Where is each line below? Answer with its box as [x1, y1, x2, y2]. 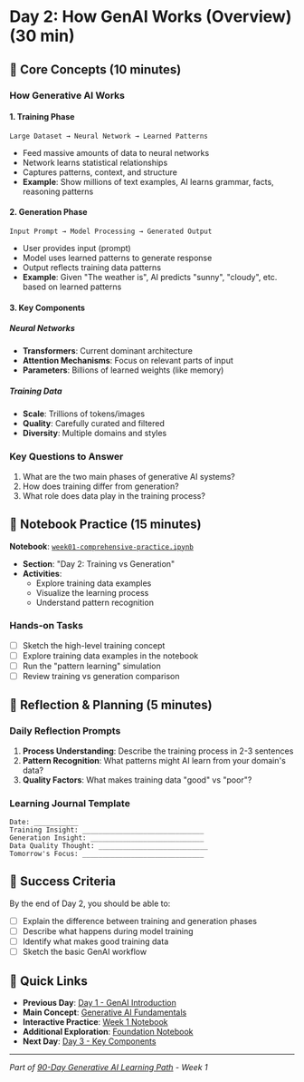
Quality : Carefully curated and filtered [22, 418, 166, 429]
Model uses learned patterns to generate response [22, 252, 213, 263]
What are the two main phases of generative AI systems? [22, 471, 235, 482]
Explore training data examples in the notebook [22, 650, 199, 661]
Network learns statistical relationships [22, 157, 168, 168]
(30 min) [9, 25, 75, 46]
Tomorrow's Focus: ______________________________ [9, 850, 204, 859]
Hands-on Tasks [9, 619, 84, 632]
